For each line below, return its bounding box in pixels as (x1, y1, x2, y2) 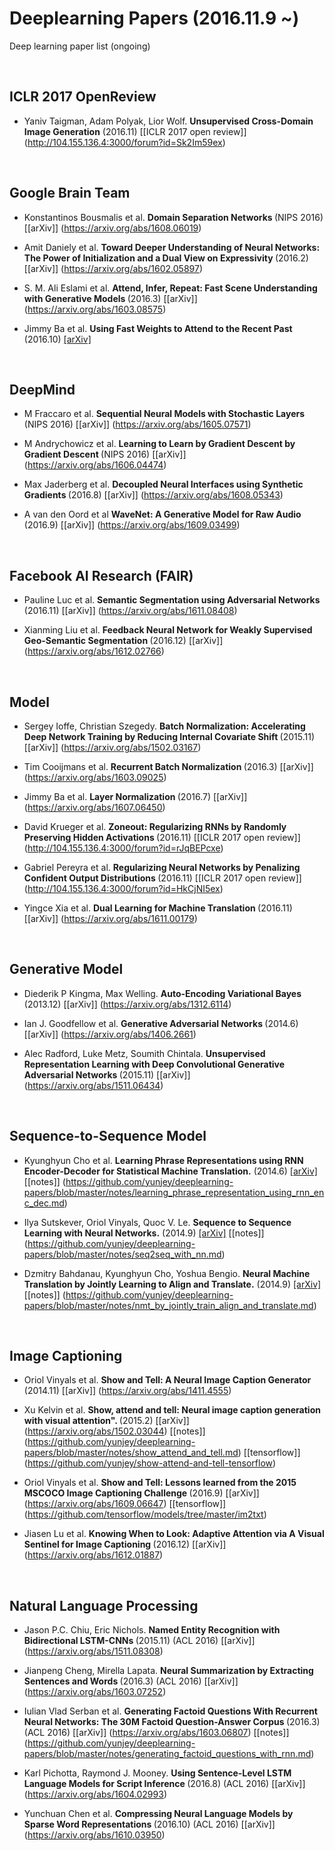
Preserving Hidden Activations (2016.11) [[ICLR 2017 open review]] (23, 832, 301, 843)
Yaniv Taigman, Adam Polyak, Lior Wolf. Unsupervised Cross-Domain (23, 115, 314, 127)
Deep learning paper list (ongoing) (9, 40, 151, 52)
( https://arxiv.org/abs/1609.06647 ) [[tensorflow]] (23, 1498, 227, 1510)
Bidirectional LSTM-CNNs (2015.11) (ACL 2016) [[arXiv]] (23, 1635, 256, 1647)
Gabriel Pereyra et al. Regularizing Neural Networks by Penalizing (23, 862, 301, 873)
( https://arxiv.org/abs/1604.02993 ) (23, 1788, 167, 1801)
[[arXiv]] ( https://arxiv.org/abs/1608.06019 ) (23, 222, 202, 234)
